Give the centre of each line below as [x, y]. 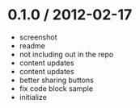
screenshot [38, 37]
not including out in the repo [66, 54]
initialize [33, 97]
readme [32, 45]
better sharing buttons [56, 80]
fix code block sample [56, 88]
